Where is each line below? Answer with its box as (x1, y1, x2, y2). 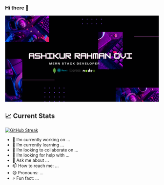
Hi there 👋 (5, 4, 29, 11)
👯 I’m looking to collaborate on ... (12, 147, 79, 152)
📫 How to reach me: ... (12, 163, 59, 168)
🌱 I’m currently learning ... (12, 142, 64, 148)
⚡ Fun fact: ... (12, 175, 39, 181)
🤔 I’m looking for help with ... (12, 152, 70, 158)
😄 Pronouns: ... (12, 169, 44, 175)
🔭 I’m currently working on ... (12, 136, 70, 142)
